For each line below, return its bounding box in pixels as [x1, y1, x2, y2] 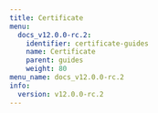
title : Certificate [9, 13, 84, 23]
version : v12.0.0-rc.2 [17, 89, 104, 98]
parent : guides [26, 56, 84, 65]
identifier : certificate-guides [26, 38, 149, 48]
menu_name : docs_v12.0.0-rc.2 [9, 73, 125, 82]
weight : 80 [26, 65, 68, 74]
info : [9, 81, 30, 90]
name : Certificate [26, 47, 96, 56]
